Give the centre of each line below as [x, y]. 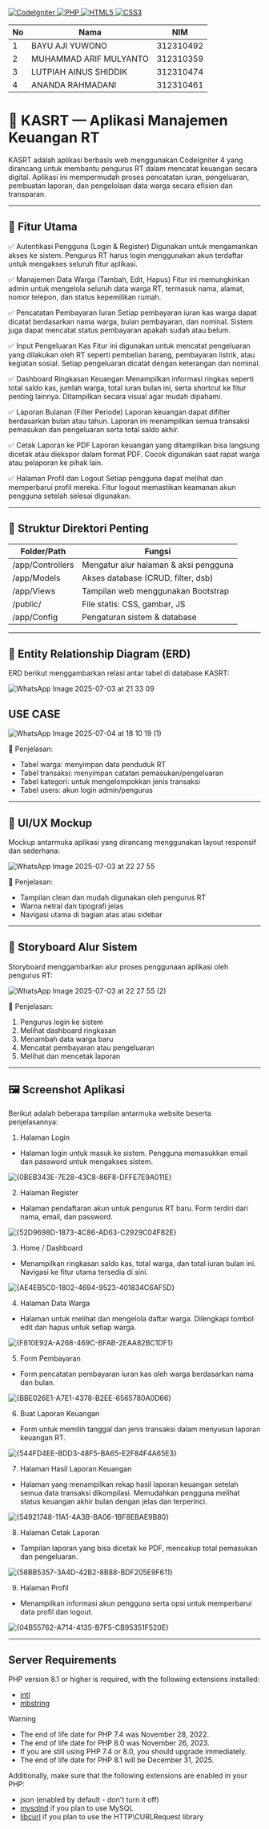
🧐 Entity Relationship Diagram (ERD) [100, 653]
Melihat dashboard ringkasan [68, 1030]
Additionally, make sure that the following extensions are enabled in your [128, 1776]
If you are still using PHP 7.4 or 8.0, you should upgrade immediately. [133, 1752]
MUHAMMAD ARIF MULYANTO [90, 59]
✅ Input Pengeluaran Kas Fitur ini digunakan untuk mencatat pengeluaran [129, 345]
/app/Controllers [43, 565]
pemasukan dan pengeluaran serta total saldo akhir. [94, 429]
